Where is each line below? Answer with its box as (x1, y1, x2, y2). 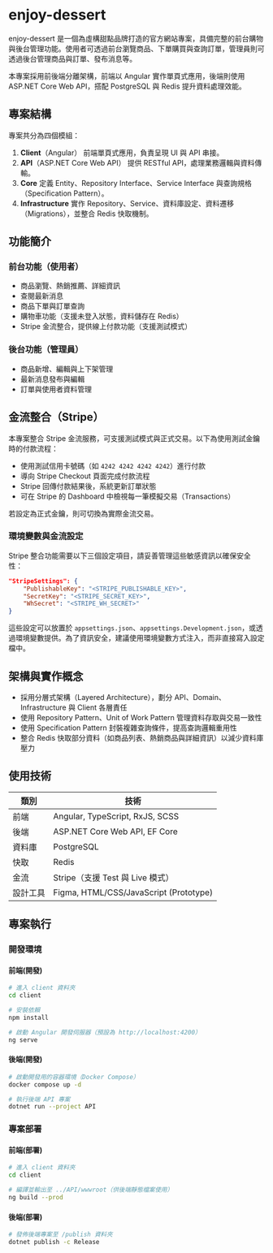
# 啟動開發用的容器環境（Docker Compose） (8, 1073, 140, 1081)
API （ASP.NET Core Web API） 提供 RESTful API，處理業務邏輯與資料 (19, 158, 255, 167)
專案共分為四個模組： (8, 130, 80, 140)
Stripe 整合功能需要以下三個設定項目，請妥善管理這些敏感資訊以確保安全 (8, 551, 252, 560)
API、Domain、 (174, 693, 226, 702)
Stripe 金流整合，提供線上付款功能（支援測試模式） (19, 322, 193, 331)
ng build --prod (8, 1194, 63, 1202)
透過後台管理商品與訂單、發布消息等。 (8, 54, 136, 63)
